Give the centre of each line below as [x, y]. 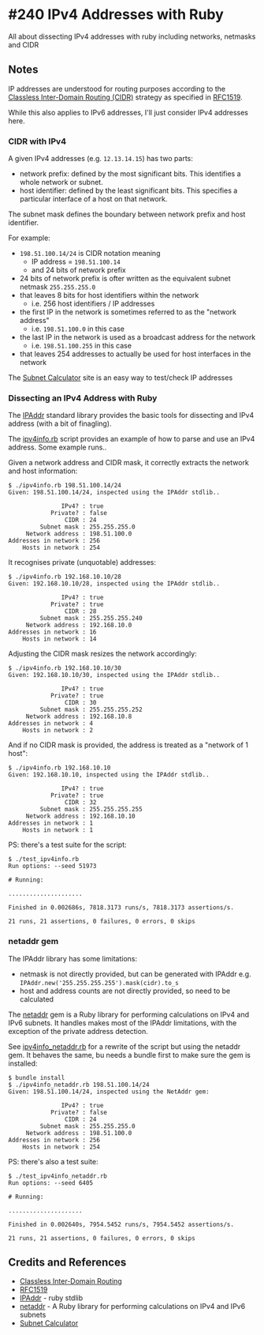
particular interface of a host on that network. [93, 199]
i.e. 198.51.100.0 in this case [78, 329]
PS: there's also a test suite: [53, 1161]
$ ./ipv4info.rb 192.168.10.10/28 [65, 577]
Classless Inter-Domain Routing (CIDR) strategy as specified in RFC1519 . [125, 97]
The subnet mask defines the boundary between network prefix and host [127, 214]
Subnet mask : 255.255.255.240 [91, 619]
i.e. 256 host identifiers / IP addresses [93, 304]
